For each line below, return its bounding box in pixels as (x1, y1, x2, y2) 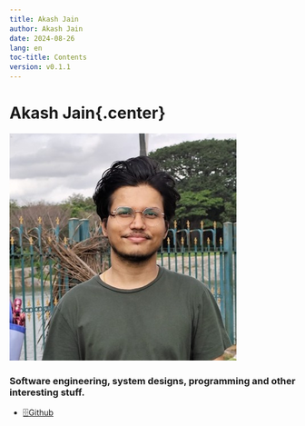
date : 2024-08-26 (9, 34, 75, 43)
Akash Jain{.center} (9, 103, 166, 124)
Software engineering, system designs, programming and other (9, 374, 296, 387)
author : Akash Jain (9, 24, 84, 34)
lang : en (9, 44, 43, 53)
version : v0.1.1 (9, 63, 71, 72)
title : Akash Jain (9, 15, 79, 24)
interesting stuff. (9, 386, 85, 399)
